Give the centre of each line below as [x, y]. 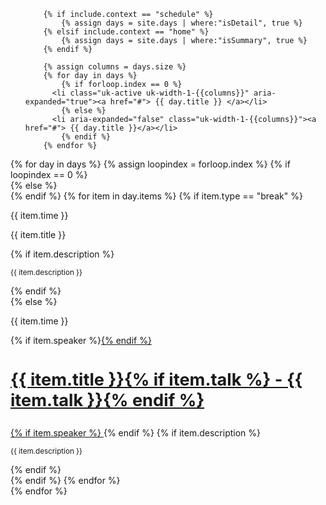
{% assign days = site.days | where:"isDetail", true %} [182, 23]
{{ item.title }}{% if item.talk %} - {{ [156, 380]
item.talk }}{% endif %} [107, 401]
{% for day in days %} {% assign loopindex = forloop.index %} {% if [150, 164]
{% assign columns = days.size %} [115, 67]
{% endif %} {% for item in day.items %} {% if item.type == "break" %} [156, 196]
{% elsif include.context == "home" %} [126, 32]
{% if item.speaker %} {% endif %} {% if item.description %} [136, 433]
